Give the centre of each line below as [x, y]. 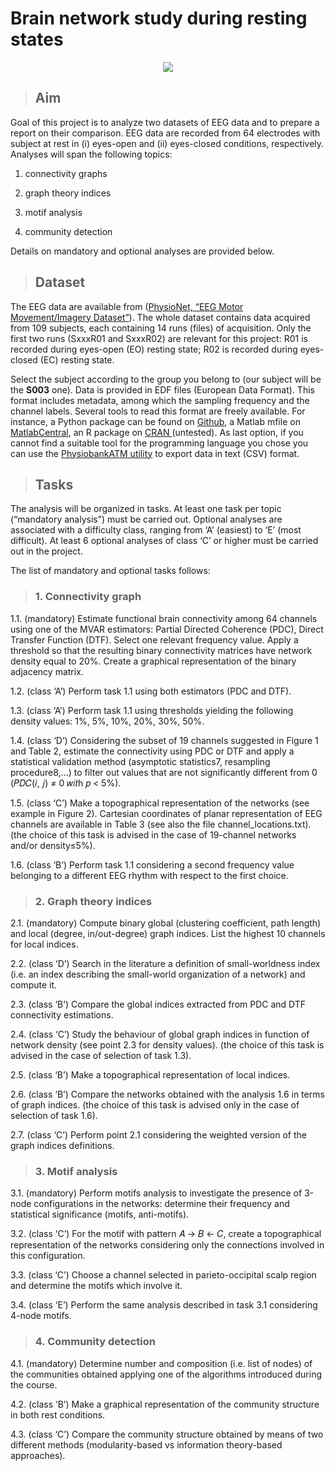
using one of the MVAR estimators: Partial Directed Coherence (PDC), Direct [167, 629]
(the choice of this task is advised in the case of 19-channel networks [153, 834]
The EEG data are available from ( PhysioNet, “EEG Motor [127, 306]
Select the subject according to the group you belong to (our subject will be [166, 379]
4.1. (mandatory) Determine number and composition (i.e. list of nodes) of [161, 1363]
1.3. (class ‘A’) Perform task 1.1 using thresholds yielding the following [152, 710]
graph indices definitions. [62, 1145]
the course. [34, 1384]
